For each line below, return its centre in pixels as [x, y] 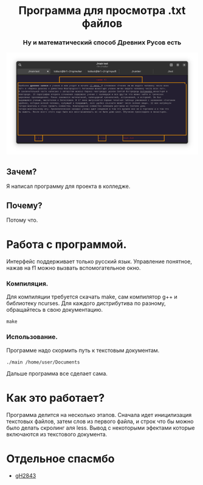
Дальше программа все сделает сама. [57, 373]
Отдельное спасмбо [60, 459]
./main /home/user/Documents [43, 362]
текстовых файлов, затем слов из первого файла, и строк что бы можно [100, 421]
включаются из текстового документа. [57, 434]
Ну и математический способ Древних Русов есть [102, 43]
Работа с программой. [67, 245]
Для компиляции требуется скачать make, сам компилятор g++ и [92, 297]
